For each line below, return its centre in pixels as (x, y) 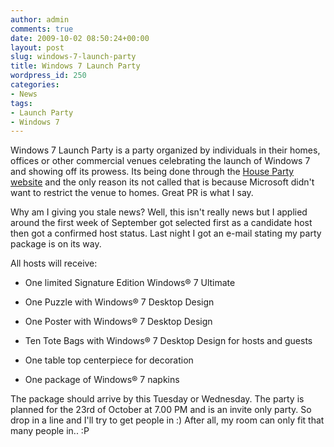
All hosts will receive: (54, 263)
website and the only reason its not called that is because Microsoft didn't (162, 182)
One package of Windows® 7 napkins (102, 380)
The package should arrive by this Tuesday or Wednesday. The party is (157, 399)
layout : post (37, 47)
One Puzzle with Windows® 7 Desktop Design (119, 302)
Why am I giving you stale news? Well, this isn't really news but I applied (159, 212)
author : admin (40, 19)
